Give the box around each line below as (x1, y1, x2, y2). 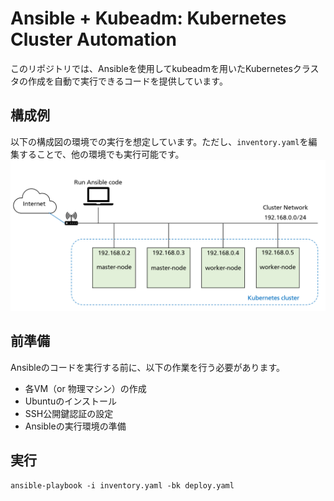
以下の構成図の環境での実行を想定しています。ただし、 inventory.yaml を (10, 135, 309, 147)
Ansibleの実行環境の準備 (24, 420, 127, 432)
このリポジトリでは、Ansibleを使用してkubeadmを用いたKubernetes (10, 62, 293, 74)
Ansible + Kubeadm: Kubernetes (10, 7, 287, 30)
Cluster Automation (10, 28, 177, 51)
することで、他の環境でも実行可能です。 (18, 148, 185, 160)
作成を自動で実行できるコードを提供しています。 (27, 75, 228, 87)
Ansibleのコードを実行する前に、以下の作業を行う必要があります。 (10, 361, 286, 373)
